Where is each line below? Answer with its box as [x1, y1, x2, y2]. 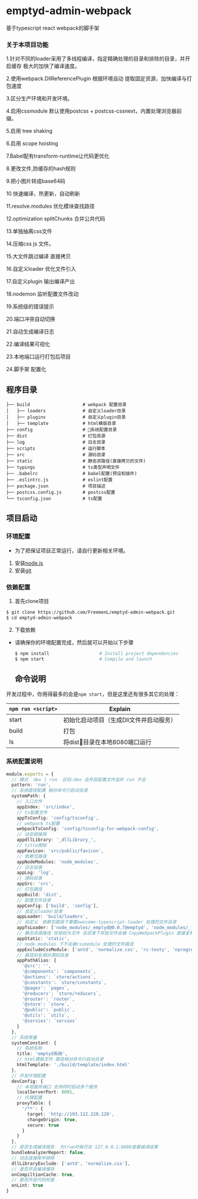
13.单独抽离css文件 [6, 228, 52, 235]
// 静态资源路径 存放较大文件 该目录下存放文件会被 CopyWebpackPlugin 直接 [16, 931, 186, 936]
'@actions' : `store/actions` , [21, 974, 96, 980]
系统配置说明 [6, 757, 43, 765]
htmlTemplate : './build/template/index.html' [16, 1062, 131, 1068]
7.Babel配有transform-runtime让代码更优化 [6, 152, 110, 160]
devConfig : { [11, 1078, 44, 1084]
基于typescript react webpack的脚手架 [6, 24, 100, 31]
